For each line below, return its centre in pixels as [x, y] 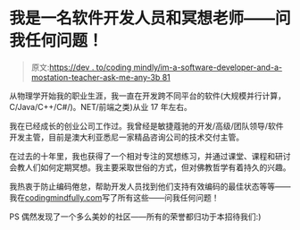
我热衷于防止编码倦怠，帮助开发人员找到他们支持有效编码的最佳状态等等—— [150, 186]
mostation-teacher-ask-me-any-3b [96, 77]
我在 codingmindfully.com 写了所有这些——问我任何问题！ [114, 197]
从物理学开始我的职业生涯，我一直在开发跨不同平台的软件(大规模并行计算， [148, 96]
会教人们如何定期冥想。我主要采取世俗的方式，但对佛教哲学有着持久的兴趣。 [150, 167]
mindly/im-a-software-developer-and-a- [208, 67]
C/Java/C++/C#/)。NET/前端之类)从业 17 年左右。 [100, 106]
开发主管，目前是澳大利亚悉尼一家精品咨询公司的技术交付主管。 [126, 137]
